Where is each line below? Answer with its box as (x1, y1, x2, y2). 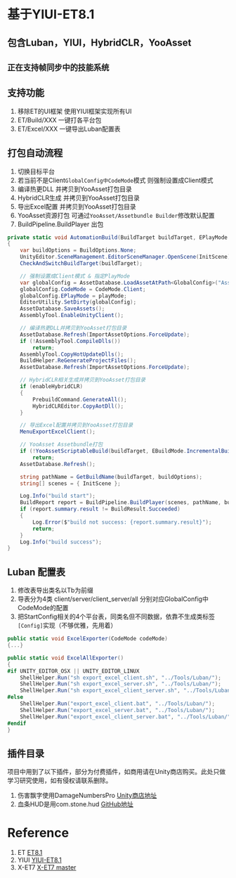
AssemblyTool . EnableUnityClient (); (20, 312, 124, 319)
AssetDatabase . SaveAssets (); (20, 305, 105, 313)
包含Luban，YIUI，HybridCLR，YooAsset (7, 37, 192, 49)
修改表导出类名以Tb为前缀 (17, 586, 93, 595)
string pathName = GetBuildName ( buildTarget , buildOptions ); (20, 473, 202, 480)
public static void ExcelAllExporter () (7, 654, 124, 661)
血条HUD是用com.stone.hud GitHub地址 (17, 800, 133, 808)
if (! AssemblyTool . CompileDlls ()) (20, 337, 121, 344)
